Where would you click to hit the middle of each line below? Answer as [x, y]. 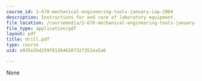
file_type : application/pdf [41, 28]
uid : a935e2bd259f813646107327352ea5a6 [56, 51]
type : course [23, 45]
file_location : [25, 23]
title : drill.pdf [28, 39]
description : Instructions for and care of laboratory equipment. [91, 17]
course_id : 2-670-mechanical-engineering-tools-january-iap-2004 [90, 12]
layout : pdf [21, 34]
